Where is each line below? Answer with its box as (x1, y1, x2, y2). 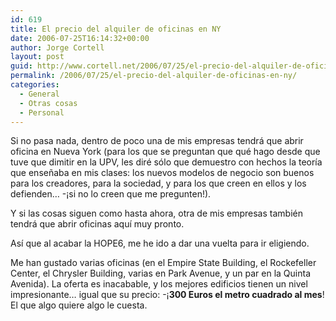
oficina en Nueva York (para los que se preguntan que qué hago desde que (10, 146, 321, 158)
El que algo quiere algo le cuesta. (10, 299, 148, 311)
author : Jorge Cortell (10, 42, 105, 53)
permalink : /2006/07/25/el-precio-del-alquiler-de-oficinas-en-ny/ (10, 71, 298, 81)
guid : (10, 61, 33, 71)
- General (19, 89, 60, 99)
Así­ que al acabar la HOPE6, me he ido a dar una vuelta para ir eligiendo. (10, 237, 310, 250)
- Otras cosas (19, 98, 78, 108)
